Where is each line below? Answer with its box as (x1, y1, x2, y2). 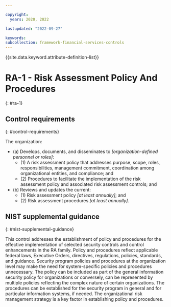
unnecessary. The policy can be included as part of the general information (5, 268, 164, 275)
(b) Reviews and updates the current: (12, 186, 91, 193)
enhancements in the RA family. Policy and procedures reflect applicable (5, 247, 158, 253)
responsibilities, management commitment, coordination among (20, 165, 155, 171)
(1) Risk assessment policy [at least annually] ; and (20, 192, 126, 198)
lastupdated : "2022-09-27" (5, 26, 63, 31)
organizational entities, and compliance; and (20, 170, 114, 176)
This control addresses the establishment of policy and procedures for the (5, 236, 162, 242)
